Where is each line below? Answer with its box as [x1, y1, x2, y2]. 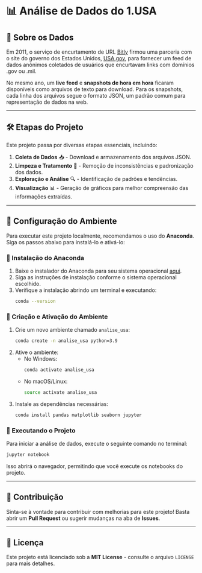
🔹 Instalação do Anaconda [6, 253, 85, 262]
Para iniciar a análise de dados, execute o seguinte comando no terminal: [6, 440, 188, 447]
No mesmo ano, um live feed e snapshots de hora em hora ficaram [6, 79, 174, 86]
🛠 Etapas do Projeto [6, 122, 84, 133]
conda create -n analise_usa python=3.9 [14, 338, 118, 344]
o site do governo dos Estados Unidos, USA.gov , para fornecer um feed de [6, 55, 192, 62]
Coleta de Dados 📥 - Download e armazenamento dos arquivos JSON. [14, 153, 192, 160]
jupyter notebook [6, 451, 50, 458]
